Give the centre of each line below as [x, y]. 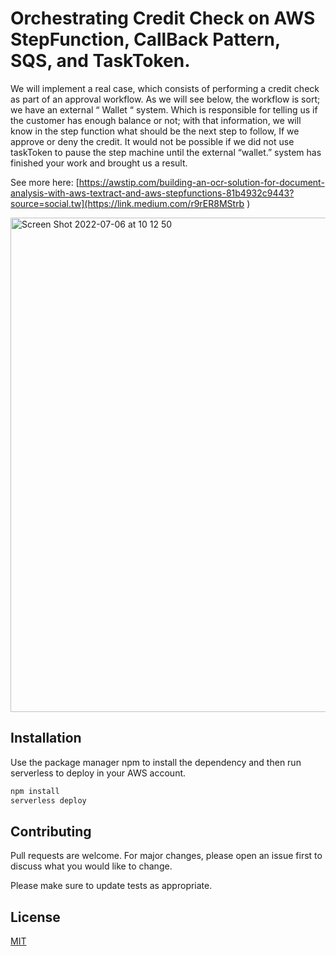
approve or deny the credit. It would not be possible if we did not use [152, 141]
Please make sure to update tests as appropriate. [111, 886]
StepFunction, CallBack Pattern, [145, 39]
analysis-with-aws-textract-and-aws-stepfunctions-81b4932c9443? [152, 193]
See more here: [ [45, 182]
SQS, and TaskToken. [100, 61]
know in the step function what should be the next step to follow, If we [155, 131]
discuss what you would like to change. [91, 866]
